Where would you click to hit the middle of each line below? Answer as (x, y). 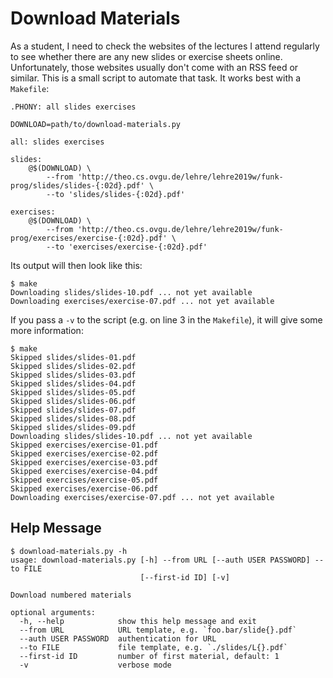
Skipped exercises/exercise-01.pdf (84, 445)
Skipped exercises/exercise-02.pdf (84, 453)
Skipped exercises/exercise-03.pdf (84, 462)
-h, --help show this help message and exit (138, 621)
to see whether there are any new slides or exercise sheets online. (146, 56)
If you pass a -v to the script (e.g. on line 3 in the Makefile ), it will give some (166, 319)
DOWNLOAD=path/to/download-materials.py (96, 124)
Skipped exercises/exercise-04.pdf (84, 471)
